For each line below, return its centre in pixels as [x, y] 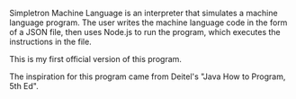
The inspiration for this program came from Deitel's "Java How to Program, [148, 76]
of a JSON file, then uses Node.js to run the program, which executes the [145, 32]
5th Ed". [24, 86]
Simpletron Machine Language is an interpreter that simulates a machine [144, 13]
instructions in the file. [50, 41]
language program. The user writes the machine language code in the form [148, 22]
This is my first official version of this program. [96, 59]
